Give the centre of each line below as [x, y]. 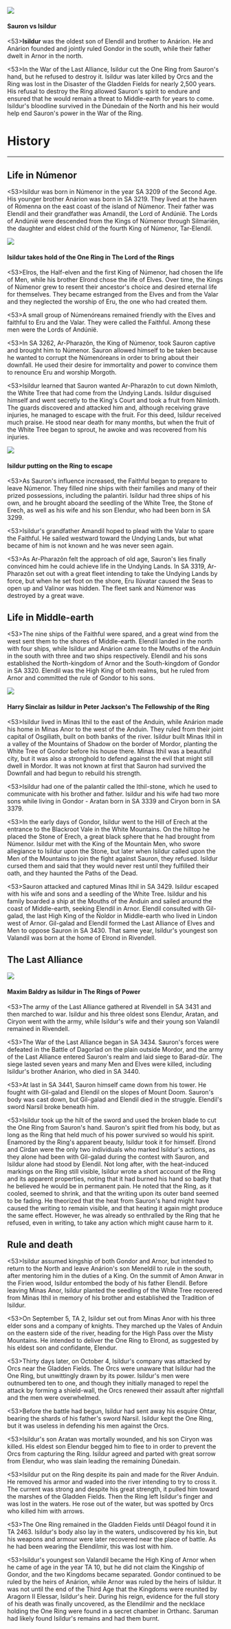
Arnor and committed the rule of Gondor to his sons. [81, 678]
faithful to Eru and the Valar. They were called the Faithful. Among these [109, 322]
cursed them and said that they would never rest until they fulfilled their [108, 866]
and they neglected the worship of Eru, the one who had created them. [107, 302]
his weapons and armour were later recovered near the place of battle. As [112, 1539]
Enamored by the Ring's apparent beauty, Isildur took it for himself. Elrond [112, 1142]
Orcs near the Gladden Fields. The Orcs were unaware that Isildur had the [111, 1368]
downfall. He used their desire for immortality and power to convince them [112, 365]
